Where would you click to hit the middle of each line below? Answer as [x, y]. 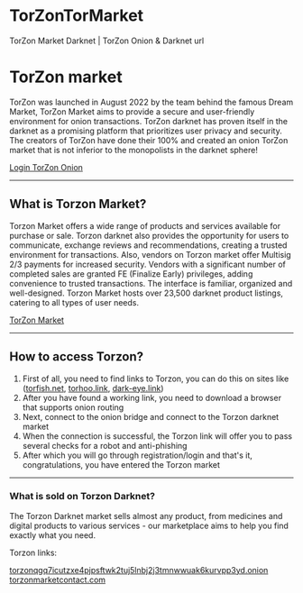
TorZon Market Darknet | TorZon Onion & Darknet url [107, 41]
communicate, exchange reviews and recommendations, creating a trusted [148, 245]
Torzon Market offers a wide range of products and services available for [145, 225]
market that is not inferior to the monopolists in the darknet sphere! [134, 150]
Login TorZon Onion [46, 167]
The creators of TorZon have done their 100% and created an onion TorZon [149, 140]
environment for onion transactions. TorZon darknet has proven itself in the [149, 121]
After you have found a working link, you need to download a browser [152, 397]
